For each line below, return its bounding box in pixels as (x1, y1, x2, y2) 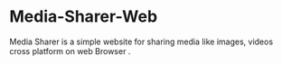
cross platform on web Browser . (9, 45, 131, 56)
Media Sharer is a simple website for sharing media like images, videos (9, 36, 274, 47)
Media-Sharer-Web (9, 6, 158, 27)
